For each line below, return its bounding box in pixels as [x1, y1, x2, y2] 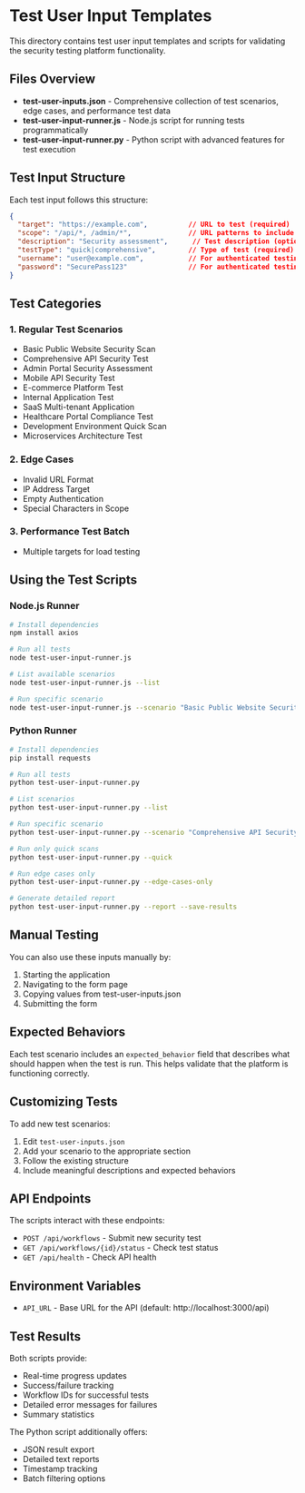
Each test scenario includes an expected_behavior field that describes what [9, 1048, 290, 1059]
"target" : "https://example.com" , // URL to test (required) [17, 220, 290, 230]
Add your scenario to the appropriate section [22, 1145, 191, 1156]
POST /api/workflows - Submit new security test [22, 1233, 202, 1243]
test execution [22, 143, 76, 154]
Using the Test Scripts [9, 573, 138, 588]
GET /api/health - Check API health [22, 1252, 157, 1262]
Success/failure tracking [22, 1380, 114, 1390]
